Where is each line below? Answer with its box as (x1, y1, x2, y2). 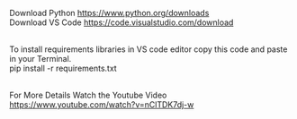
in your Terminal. (9, 54, 72, 64)
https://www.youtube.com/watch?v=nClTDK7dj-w (9, 99, 194, 110)
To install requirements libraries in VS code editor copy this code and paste (9, 44, 288, 55)
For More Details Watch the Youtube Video (9, 89, 167, 100)
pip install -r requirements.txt (9, 63, 117, 73)
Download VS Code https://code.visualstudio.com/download (9, 17, 234, 28)
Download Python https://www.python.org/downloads (9, 8, 210, 18)
